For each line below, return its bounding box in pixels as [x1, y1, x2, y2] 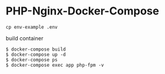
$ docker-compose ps [5, 57, 58, 63]
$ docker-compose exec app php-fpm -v [5, 62, 104, 68]
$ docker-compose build [5, 46, 66, 52]
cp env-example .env [5, 24, 58, 30]
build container [5, 34, 44, 42]
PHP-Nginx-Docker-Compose [5, 4, 160, 18]
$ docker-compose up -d [5, 51, 66, 58]
